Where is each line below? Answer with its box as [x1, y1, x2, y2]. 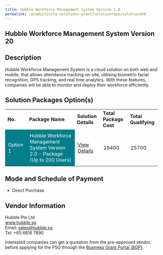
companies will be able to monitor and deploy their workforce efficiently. [5, 82, 150, 88]
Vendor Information [5, 202, 65, 210]
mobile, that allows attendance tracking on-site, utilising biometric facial [5, 71, 149, 78]
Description [5, 54, 41, 62]
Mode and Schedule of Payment [5, 175, 104, 183]
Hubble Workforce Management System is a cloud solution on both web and [5, 66, 158, 72]
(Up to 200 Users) [30, 156, 72, 163]
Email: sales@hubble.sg [5, 225, 53, 231]
